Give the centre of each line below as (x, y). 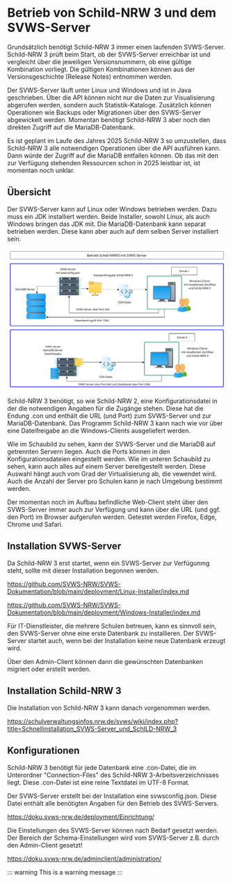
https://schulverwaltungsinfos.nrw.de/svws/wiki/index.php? (93, 721)
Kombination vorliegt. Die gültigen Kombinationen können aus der (101, 69)
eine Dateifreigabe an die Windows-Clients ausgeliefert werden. (99, 431)
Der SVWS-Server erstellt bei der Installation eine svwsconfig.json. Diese (112, 796)
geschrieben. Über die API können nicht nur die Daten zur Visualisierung (111, 97)
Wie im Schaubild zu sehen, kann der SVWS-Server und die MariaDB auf (111, 444)
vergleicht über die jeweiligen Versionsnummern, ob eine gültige (99, 61)
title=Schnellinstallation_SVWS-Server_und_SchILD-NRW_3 (92, 729)
